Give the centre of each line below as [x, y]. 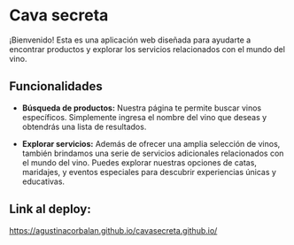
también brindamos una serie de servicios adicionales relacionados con [153, 153]
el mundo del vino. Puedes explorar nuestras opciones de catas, [139, 162]
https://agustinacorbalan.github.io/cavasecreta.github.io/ [113, 230]
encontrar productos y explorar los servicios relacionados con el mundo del [147, 49]
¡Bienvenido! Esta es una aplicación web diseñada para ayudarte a [130, 40]
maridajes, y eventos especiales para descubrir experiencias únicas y [149, 172]
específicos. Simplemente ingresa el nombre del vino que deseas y [144, 117]
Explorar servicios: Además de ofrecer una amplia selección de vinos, [151, 143]
